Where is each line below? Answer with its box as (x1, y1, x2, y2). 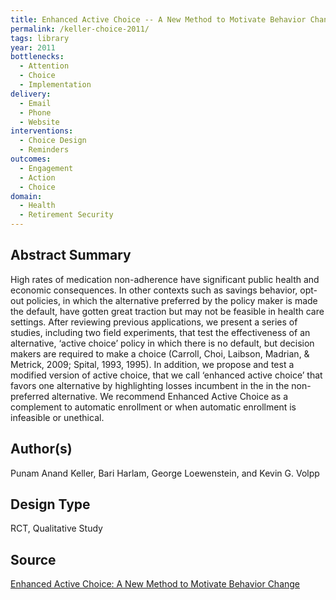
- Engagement (19, 163, 74, 173)
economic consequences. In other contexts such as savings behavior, (10, 284, 298, 296)
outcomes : (10, 154, 52, 164)
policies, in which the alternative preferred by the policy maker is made (26, 294, 318, 306)
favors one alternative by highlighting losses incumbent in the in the (10, 379, 290, 391)
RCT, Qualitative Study (10, 522, 103, 535)
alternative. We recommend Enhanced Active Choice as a (51, 390, 289, 402)
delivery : (10, 89, 52, 99)
